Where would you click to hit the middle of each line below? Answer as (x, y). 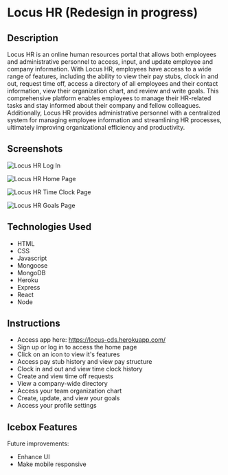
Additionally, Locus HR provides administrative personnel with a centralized (114, 113)
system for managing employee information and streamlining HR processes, (114, 120)
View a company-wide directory (62, 384)
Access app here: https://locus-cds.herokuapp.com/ (91, 340)
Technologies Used (49, 227)
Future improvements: (38, 443)
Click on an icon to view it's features (68, 354)
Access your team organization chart (69, 391)
